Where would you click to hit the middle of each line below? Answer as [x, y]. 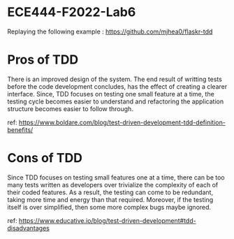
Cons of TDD [45, 158]
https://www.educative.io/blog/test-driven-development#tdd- [108, 220]
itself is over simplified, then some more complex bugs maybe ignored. [109, 207]
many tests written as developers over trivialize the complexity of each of [113, 184]
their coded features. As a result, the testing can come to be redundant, [110, 192]
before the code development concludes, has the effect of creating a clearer [117, 86]
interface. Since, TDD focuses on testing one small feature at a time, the [111, 94]
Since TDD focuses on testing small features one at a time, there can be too [116, 177]
